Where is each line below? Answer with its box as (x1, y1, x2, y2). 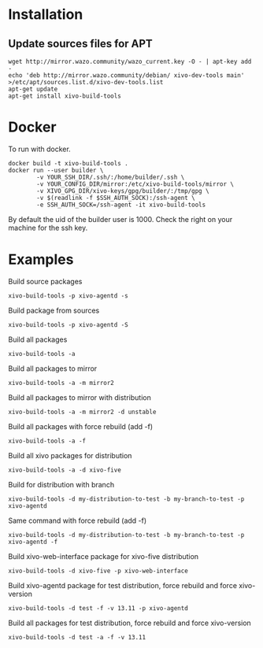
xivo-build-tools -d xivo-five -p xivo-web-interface (8, 567, 189, 575)
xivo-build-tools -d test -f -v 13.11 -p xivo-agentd (8, 604, 189, 612)
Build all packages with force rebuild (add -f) (8, 421, 154, 431)
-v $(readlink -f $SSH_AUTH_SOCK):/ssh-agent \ (36, 194, 195, 202)
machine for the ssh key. (8, 223, 88, 232)
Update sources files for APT (8, 37, 154, 50)
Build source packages (8, 276, 83, 286)
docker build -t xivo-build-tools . (8, 159, 128, 167)
